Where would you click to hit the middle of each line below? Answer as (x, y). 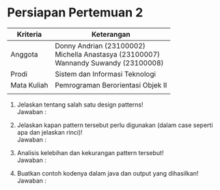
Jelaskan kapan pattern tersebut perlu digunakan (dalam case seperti (115, 125)
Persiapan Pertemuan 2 (75, 13)
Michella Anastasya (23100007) (107, 54)
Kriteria (29, 34)
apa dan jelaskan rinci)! (50, 132)
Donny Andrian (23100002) (100, 46)
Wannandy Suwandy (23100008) (109, 63)
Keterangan (111, 34)
